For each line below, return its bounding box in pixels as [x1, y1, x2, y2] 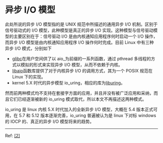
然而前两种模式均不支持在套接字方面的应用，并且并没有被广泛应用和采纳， [5, 90, 154, 96]
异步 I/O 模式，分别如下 [5, 45, 52, 51]
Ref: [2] [5, 132, 20, 138]
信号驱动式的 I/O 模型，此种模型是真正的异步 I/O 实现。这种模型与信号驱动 [5, 27, 154, 33]
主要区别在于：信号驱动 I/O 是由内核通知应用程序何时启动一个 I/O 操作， [13, 33, 158, 39]
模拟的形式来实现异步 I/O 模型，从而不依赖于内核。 [20, 61, 123, 68]
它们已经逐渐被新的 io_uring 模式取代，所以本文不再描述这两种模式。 [9, 96, 147, 102]
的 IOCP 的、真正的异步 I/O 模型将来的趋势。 [5, 118, 94, 124]
